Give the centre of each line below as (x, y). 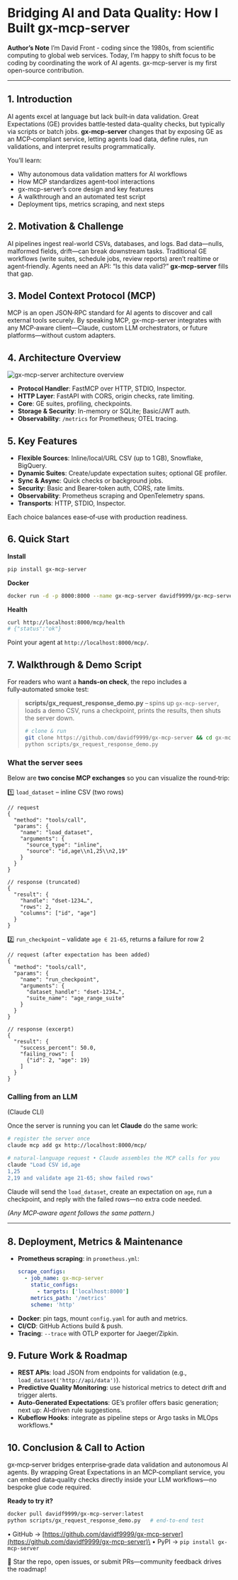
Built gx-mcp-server (69, 28)
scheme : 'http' (53, 1305)
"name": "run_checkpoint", (60, 980)
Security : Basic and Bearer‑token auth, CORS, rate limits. (101, 488)
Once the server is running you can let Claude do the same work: (103, 1126)
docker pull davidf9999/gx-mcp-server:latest (75, 1514)
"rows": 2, (36, 907)
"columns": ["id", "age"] (58, 913)
